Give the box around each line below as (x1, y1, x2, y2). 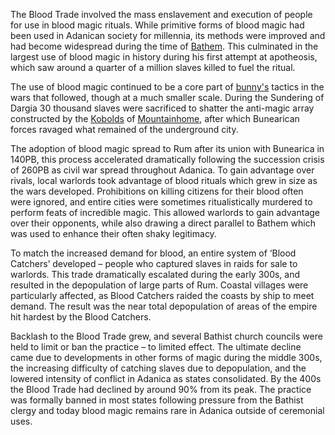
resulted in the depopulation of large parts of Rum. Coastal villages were (10, 279, 309, 291)
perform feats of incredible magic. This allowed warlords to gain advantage (10, 207, 320, 218)
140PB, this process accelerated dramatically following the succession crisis (10, 154, 325, 165)
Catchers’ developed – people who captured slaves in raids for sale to (10, 258, 298, 269)
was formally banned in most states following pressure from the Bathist (10, 394, 304, 406)
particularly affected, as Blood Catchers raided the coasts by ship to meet (10, 290, 315, 301)
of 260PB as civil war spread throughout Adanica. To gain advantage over (10, 164, 315, 176)
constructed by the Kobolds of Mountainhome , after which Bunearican (10, 113, 300, 124)
